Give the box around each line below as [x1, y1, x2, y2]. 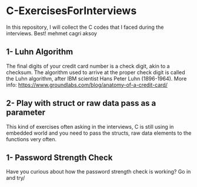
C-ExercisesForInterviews [6, 4, 137, 18]
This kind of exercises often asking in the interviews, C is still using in [6, 123, 174, 130]
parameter [6, 108, 46, 118]
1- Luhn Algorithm [6, 47, 74, 57]
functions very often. [6, 135, 57, 142]
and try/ [6, 175, 25, 182]
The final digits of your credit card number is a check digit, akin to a [6, 62, 170, 69]
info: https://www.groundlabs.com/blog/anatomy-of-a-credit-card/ [6, 81, 168, 88]
